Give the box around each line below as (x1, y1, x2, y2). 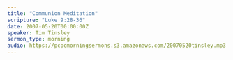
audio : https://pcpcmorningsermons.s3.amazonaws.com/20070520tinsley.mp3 (7, 42, 227, 49)
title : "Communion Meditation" (7, 10, 98, 17)
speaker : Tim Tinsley (7, 29, 70, 37)
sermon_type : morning (7, 36, 70, 43)
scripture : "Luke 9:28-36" (7, 17, 86, 23)
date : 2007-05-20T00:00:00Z (7, 23, 89, 30)
